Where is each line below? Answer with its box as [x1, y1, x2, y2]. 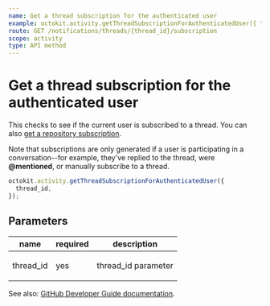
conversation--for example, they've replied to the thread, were [8, 153, 215, 163]
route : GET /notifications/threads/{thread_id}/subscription [8, 27, 218, 35]
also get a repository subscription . [8, 129, 122, 139]
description [112, 238, 158, 250]
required [55, 238, 90, 250]
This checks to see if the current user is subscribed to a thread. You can [8, 120, 247, 130]
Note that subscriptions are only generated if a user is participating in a [8, 144, 244, 154]
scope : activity [8, 34, 63, 43]
